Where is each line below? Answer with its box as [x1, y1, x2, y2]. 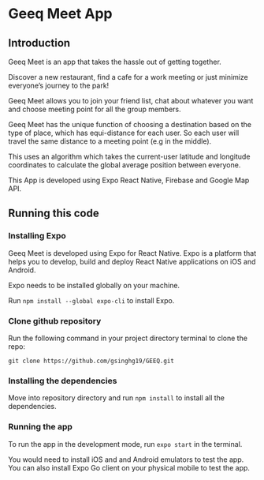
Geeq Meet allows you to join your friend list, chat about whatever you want [8, 96, 254, 105]
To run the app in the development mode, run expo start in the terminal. [8, 439, 243, 448]
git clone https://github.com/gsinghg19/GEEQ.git [8, 357, 175, 365]
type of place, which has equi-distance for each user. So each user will [8, 128, 240, 137]
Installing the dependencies [8, 375, 117, 386]
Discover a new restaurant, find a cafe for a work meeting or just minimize [8, 73, 248, 81]
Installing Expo [8, 231, 66, 242]
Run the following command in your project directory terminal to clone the [8, 333, 248, 343]
